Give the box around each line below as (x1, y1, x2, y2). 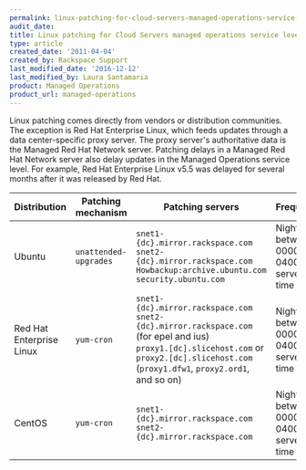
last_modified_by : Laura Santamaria (9, 73, 148, 82)
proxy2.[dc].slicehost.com (136, 352, 253, 363)
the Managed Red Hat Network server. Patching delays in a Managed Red (9, 143, 286, 155)
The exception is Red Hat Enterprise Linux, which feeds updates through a (9, 124, 289, 135)
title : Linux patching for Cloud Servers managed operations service (9, 30, 280, 39)
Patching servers (163, 200, 240, 213)
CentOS (14, 416, 48, 429)
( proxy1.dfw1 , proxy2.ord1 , (136, 361, 250, 374)
